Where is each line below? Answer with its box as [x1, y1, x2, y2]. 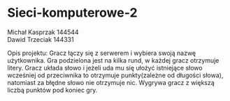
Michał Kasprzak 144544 [7, 28, 79, 36]
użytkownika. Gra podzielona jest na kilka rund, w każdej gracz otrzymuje [7, 56, 220, 64]
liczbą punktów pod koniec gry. [7, 86, 98, 94]
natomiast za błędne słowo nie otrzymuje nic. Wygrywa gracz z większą [7, 78, 215, 86]
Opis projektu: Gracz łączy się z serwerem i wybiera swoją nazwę [7, 49, 196, 57]
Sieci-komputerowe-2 [7, 5, 138, 21]
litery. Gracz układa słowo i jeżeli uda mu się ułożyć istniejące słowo [7, 63, 203, 72]
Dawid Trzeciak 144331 [7, 35, 75, 43]
